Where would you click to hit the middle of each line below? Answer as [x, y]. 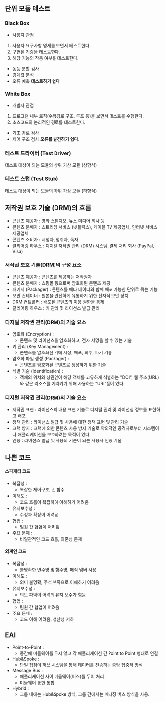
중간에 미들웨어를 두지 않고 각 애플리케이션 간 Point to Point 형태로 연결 [89, 653]
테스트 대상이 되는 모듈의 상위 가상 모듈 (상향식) [51, 165]
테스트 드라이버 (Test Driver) [38, 153]
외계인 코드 [16, 551]
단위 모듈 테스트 [28, 9]
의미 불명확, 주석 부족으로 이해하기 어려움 [59, 582]
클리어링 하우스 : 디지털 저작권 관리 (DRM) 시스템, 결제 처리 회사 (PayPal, [83, 246]
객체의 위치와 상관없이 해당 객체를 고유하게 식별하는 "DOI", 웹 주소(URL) [89, 377]
